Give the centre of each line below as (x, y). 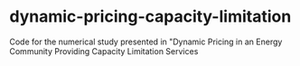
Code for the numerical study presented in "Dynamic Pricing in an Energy (146, 42)
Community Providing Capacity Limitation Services (104, 51)
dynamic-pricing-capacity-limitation (150, 17)
